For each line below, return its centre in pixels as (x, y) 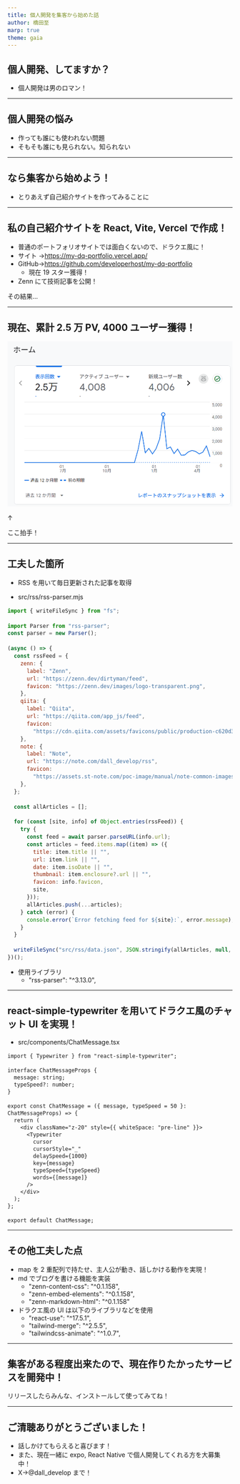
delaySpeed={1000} (60, 1156)
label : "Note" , (49, 754)
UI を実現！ (53, 1024)
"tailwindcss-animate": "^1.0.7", (74, 1333)
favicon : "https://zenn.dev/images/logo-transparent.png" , (116, 686)
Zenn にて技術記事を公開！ (57, 281)
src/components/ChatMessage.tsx (69, 1042)
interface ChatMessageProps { (52, 1070)
